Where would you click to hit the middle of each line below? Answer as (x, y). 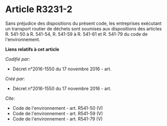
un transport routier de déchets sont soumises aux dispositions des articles (83, 28)
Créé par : (15, 78)
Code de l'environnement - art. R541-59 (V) (58, 113)
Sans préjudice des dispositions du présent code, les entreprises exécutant (83, 23)
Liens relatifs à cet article (32, 49)
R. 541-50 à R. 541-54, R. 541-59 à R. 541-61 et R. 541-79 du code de (76, 34)
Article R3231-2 (39, 9)
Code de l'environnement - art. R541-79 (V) (58, 119)
